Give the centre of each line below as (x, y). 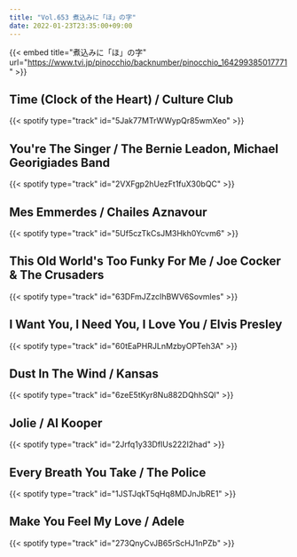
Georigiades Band (60, 162)
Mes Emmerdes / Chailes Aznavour (108, 212)
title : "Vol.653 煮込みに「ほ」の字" (73, 17)
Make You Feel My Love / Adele (97, 522)
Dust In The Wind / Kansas (84, 374)
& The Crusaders (57, 275)
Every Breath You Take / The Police (108, 472)
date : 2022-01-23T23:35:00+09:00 (71, 26)
